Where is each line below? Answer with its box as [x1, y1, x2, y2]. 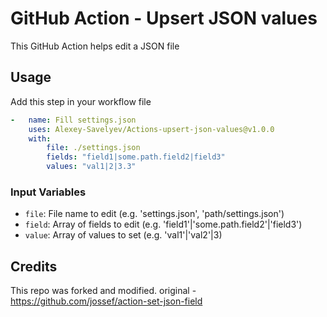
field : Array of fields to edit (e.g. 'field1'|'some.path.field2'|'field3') [24, 218, 303, 231]
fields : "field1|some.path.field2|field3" [46, 152, 226, 162]
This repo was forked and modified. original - [10, 285, 197, 297]
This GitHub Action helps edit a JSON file [10, 40, 180, 52]
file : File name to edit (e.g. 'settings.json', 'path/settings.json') [24, 208, 285, 220]
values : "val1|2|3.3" [46, 162, 137, 172]
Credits [10, 258, 58, 275]
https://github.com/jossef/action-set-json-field [10, 295, 203, 307]
